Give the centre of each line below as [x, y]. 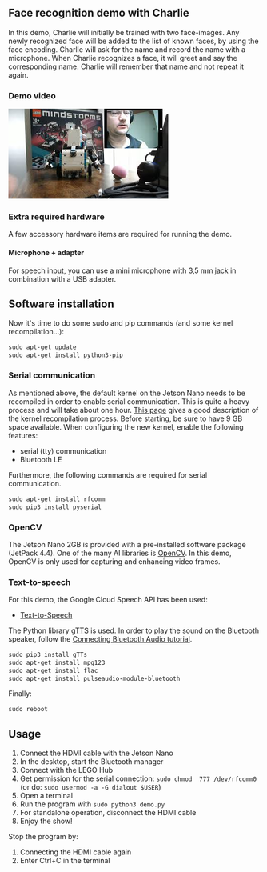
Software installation [61, 304]
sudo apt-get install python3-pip [66, 355]
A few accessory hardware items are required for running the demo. [120, 234]
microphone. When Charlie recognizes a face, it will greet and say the [123, 58]
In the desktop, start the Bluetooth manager [92, 762]
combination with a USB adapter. [62, 278]
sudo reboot [28, 710]
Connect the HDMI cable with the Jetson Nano [96, 753]
